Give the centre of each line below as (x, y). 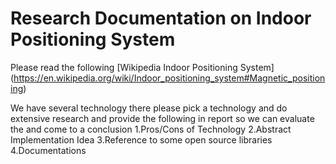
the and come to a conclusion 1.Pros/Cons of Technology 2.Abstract (151, 129)
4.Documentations (48, 150)
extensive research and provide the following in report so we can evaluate (162, 118)
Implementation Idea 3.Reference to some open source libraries (141, 139)
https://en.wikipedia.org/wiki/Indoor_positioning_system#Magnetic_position (169, 78)
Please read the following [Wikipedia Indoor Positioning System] (142, 67)
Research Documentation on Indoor (161, 18)
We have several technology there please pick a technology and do (149, 108)
